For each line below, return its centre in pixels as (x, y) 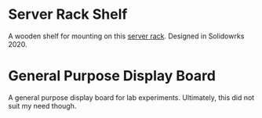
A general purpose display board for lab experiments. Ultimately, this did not (131, 97)
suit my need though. (42, 105)
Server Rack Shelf (68, 14)
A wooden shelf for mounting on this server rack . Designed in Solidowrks (126, 36)
